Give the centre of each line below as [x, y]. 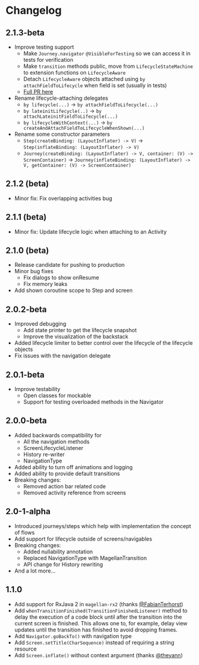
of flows [24, 532]
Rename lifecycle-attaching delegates [61, 98]
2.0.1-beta [25, 375]
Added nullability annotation [58, 551]
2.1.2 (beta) [27, 184]
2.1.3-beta [25, 33]
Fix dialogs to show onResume [61, 278]
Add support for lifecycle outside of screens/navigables [83, 539]
